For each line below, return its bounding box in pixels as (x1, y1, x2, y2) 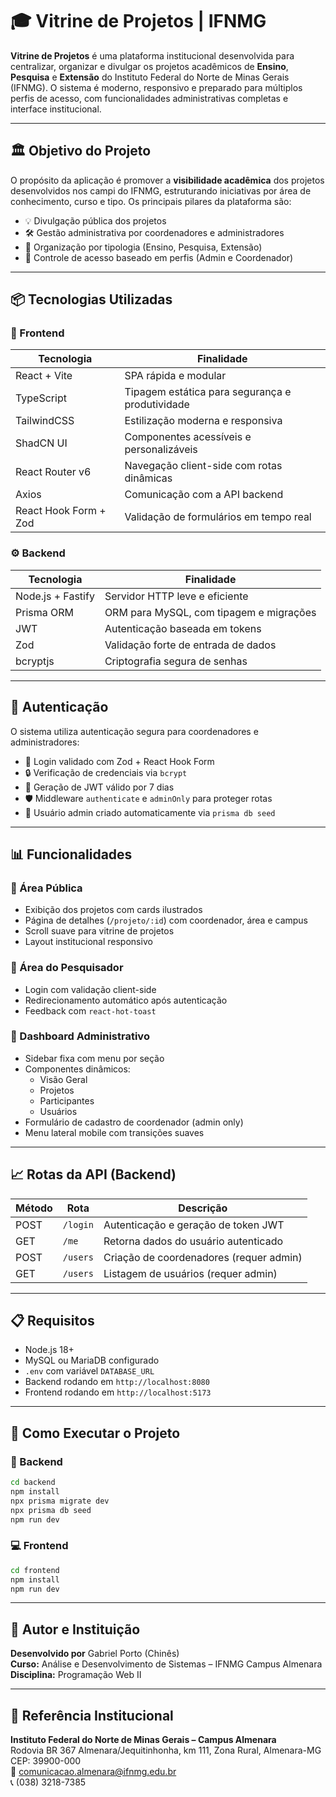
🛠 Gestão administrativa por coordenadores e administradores (24, 226, 285, 238)
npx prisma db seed (10, 1505, 92, 1515)
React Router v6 (15, 465, 92, 479)
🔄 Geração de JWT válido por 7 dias (24, 781, 175, 793)
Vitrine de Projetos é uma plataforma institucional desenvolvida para (10, 49, 295, 62)
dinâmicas (124, 471, 173, 485)
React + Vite (15, 369, 73, 383)
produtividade (124, 398, 190, 412)
